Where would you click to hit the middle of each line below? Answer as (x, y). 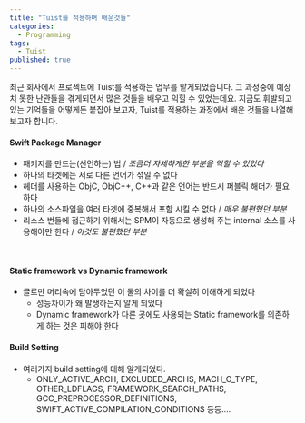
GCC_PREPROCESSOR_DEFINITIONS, (106, 398)
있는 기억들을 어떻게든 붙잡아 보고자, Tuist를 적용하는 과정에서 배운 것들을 (139, 109)
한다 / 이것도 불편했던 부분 (100, 231)
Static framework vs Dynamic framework (89, 271)
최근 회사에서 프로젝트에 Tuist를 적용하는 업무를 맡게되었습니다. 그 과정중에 (142, 87)
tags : (20, 43)
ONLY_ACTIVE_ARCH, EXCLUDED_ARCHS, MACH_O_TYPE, (147, 379)
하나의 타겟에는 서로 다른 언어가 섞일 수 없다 (100, 175)
